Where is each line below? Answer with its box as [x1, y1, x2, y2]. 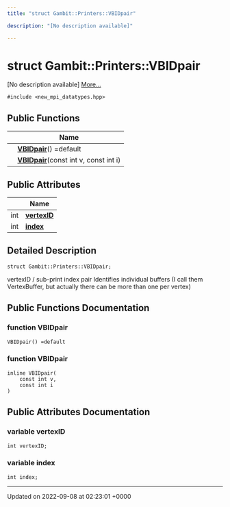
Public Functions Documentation [7, 302, 150, 314]
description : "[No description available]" [7, 22, 133, 29]
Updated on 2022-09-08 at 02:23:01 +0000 [7, 492, 131, 500]
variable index [7, 458, 56, 468]
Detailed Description [7, 245, 97, 257]
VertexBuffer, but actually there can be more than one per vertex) [7, 282, 192, 290]
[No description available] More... [7, 80, 101, 89]
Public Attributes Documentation [7, 406, 151, 418]
